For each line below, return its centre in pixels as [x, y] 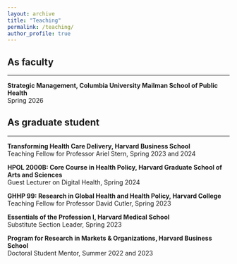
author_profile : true [39, 33]
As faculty [31, 62]
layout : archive [31, 14]
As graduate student [54, 123]
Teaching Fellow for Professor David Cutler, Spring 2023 [89, 203]
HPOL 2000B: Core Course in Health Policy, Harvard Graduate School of [115, 167]
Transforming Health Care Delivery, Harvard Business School [99, 146]
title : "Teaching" [34, 20]
